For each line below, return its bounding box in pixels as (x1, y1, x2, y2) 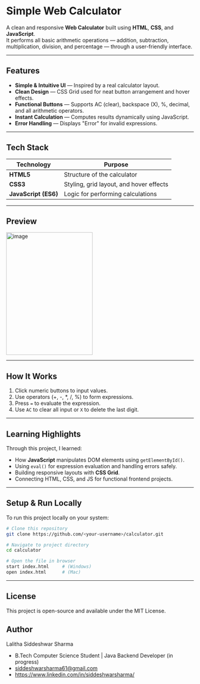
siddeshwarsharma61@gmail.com (14, 664, 98, 671)
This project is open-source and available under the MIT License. (6, 607, 166, 614)
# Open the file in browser (6, 558, 76, 564)
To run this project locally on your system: (6, 514, 109, 521)
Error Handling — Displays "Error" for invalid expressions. (14, 119, 158, 126)
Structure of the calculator (64, 170, 137, 178)
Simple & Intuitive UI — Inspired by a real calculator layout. (14, 82, 160, 89)
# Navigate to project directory (6, 541, 89, 548)
